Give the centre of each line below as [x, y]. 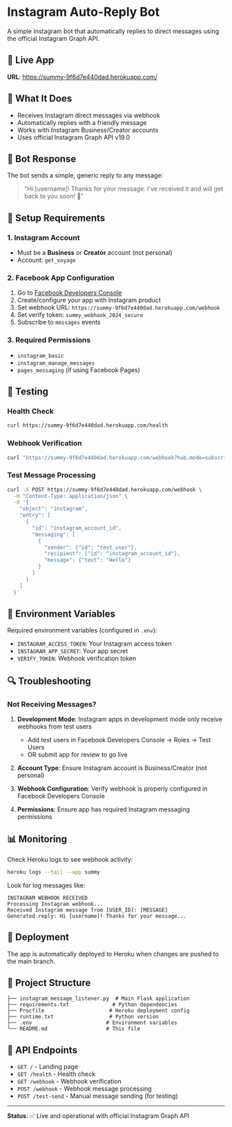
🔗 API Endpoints [42, 1050]
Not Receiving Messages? [52, 704]
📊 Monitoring [37, 839]
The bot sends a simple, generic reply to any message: [85, 175]
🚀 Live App [31, 60]
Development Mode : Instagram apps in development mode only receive [120, 720]
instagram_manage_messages [56, 363]
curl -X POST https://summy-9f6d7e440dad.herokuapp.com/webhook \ [105, 490]
